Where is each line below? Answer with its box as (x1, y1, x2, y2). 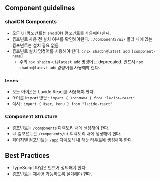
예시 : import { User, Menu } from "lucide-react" (12, 100, 113, 106)
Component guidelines (5, 4, 75, 12)
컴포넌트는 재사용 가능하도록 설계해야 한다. (12, 171, 93, 177)
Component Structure (5, 113, 58, 120)
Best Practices (5, 151, 50, 160)
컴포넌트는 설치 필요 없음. (12, 42, 60, 48)
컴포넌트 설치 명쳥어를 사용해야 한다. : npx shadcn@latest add (12, 48, 130, 54)
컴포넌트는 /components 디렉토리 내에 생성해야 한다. (12, 125, 110, 131)
